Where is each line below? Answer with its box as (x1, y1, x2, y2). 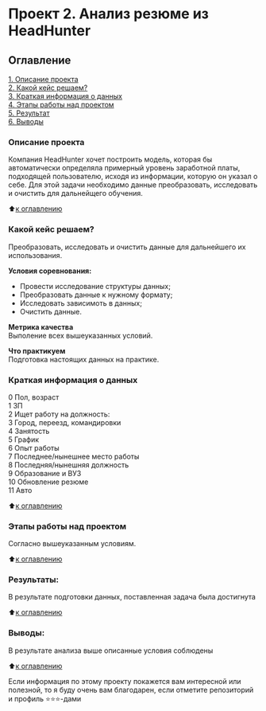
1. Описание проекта (8, 75, 79, 84)
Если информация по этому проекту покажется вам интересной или (8, 676, 241, 686)
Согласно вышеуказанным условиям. (8, 539, 137, 549)
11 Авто (8, 485, 33, 494)
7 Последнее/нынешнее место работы (8, 451, 140, 461)
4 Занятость (8, 426, 50, 436)
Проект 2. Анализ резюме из (8, 5, 209, 23)
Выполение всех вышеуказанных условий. (8, 330, 153, 340)
